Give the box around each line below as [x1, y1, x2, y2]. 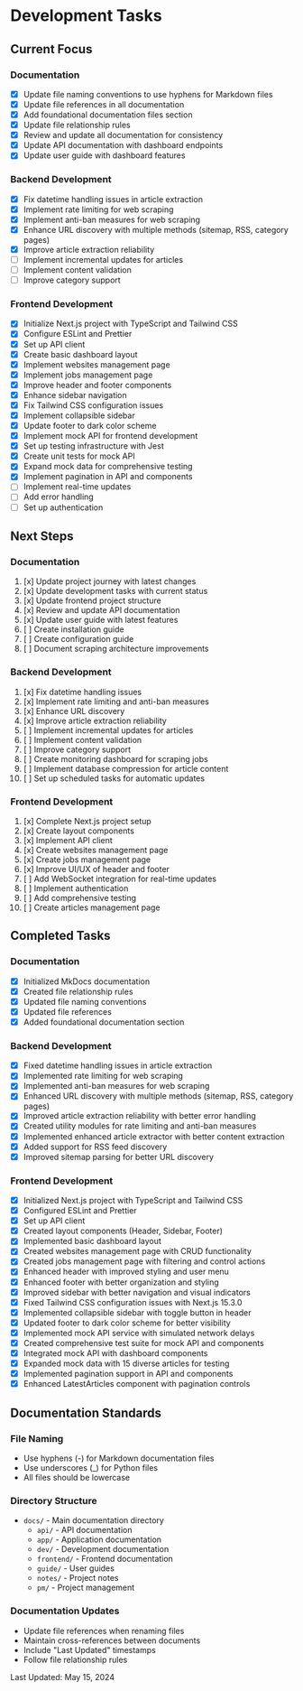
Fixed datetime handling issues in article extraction [23, 1060, 213, 1071]
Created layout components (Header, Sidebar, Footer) [23, 1225, 224, 1237]
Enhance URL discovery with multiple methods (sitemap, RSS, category [23, 224, 289, 235]
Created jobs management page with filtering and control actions [23, 1256, 266, 1267]
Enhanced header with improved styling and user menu [23, 1266, 229, 1278]
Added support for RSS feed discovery [23, 1141, 168, 1152]
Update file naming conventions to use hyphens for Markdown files [23, 88, 273, 99]
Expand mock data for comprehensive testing [23, 461, 193, 472]
